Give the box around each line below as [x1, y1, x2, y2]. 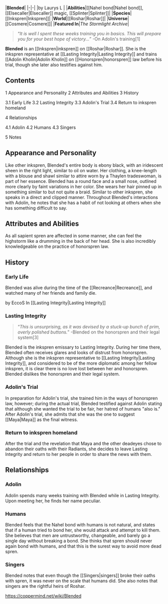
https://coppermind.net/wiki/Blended [5, 593, 82, 599]
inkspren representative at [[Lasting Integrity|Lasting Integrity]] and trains [5, 51, 157, 57]
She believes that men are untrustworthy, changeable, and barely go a [5, 532, 150, 539]
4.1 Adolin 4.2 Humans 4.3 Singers [5, 124, 76, 130]
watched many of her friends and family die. [5, 290, 97, 296]
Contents [5, 76, 35, 85]
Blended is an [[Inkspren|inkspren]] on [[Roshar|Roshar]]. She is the [5, 46, 146, 51]
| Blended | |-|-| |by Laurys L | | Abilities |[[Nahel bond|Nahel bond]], [5, 5, 144, 11]
